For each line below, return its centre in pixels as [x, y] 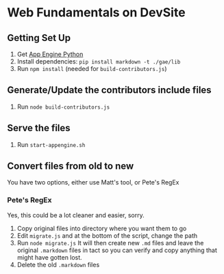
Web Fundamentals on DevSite [97, 13]
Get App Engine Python [50, 54]
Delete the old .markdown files [58, 264]
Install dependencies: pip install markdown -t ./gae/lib [99, 61]
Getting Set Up [39, 38]
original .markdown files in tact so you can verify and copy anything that [117, 250]
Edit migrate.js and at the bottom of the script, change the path [107, 235]
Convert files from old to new [71, 166]
